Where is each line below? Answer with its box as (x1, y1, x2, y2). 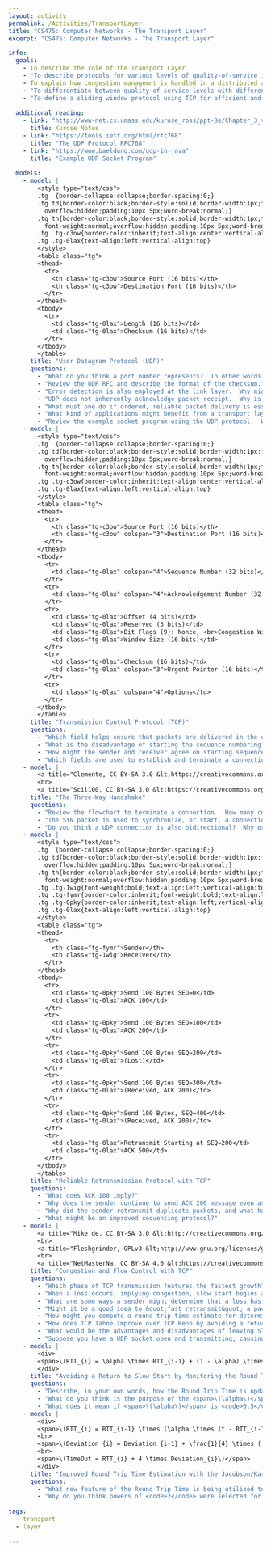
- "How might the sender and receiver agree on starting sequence (37, 748, 265, 756)
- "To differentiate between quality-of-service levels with (23, 87, 232, 95)
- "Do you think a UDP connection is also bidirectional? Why (37, 823, 254, 831)
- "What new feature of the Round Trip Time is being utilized (37, 1485, 254, 1493)
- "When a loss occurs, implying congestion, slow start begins (37, 1289, 258, 1298)
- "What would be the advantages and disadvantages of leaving (37, 1327, 254, 1335)
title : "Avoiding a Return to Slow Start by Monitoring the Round (29, 1372, 258, 1380)
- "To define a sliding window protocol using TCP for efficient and (23, 94, 262, 102)
